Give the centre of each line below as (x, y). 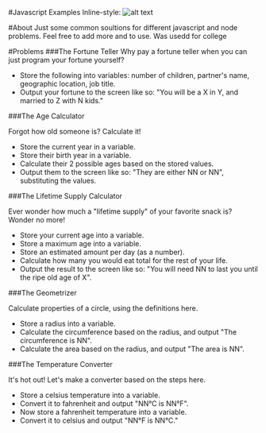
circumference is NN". (56, 340)
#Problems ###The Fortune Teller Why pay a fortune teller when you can (128, 51)
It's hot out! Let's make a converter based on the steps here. (107, 380)
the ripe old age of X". (56, 277)
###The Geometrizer (42, 293)
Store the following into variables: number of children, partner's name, (135, 75)
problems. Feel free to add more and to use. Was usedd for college (118, 36)
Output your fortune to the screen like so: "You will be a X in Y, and (129, 92)
